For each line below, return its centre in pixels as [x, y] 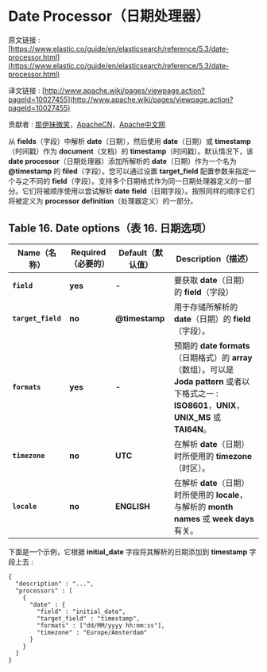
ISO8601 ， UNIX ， [209, 405]
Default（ [137, 253]
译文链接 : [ [27, 90]
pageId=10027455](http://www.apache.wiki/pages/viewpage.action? [121, 99]
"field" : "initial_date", [81, 612]
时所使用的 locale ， [211, 495]
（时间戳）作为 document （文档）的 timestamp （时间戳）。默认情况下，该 [131, 151]
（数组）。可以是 [204, 369]
